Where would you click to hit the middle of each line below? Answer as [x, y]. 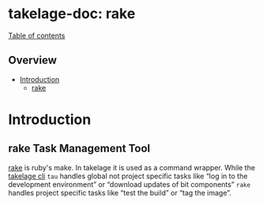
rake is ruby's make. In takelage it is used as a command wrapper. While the [131, 167]
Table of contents [37, 35]
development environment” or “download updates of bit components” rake [130, 184]
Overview [33, 60]
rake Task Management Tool [79, 149]
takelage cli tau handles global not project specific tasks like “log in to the [128, 176]
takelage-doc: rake [72, 14]
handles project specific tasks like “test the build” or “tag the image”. [120, 192]
